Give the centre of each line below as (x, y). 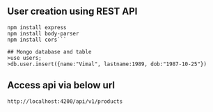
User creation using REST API (72, 11)
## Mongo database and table (49, 51)
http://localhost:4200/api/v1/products (65, 101)
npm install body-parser (43, 33)
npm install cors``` (37, 40)
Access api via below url (61, 85)
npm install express (37, 27)
